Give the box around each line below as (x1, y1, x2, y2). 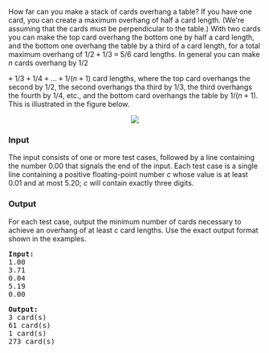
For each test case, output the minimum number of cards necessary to (8, 216, 242, 226)
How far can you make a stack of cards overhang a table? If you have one (8, 7, 253, 16)
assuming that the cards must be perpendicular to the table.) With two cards (8, 24, 261, 33)
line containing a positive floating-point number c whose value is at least (8, 170, 249, 179)
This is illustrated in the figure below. (8, 100, 130, 109)
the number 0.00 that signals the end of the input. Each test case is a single (8, 161, 259, 171)
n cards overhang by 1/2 (8, 58, 88, 68)
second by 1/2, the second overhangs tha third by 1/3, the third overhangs (8, 82, 253, 92)
